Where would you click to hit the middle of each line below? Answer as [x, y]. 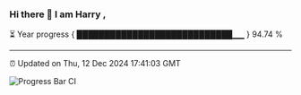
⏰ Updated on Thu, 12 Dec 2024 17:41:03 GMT [95, 64]
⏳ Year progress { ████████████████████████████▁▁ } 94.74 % [146, 34]
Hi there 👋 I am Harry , [58, 14]
